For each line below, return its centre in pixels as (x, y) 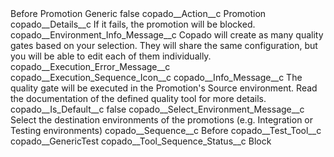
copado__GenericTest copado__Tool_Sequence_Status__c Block (141, 141)
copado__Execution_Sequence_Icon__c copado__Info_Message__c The (156, 77)
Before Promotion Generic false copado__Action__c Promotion (138, 13)
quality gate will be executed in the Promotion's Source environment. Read (164, 88)
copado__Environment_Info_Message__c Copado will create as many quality (167, 35)
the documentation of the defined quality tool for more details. (138, 98)
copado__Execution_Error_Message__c (90, 66)
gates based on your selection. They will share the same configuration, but (164, 45)
